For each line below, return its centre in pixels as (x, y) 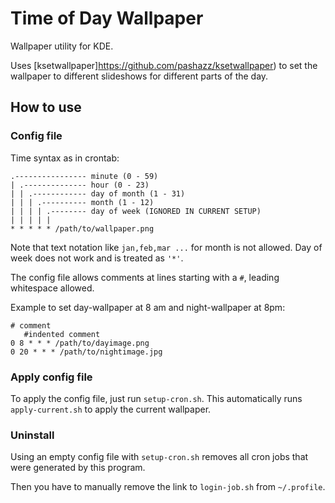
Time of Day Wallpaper (107, 18)
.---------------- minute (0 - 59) (84, 176)
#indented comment (62, 334)
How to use (46, 107)
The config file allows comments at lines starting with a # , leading (145, 277)
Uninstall (32, 435)
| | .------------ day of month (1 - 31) (98, 193)
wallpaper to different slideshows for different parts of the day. (139, 76)
